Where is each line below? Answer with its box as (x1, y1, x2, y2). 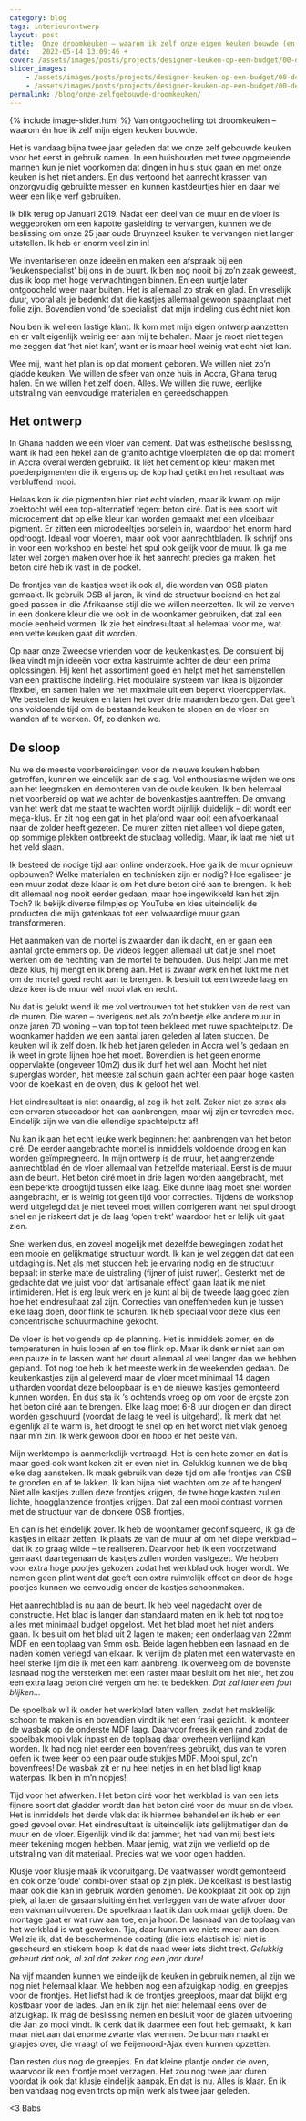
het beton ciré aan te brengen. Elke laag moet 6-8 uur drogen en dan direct (9, 1402, 291, 1412)
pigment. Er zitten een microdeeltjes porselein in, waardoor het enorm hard (9, 523, 291, 534)
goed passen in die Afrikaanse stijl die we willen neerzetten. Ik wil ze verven (9, 599, 295, 610)
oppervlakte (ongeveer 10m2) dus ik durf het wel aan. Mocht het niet (9, 1060, 267, 1071)
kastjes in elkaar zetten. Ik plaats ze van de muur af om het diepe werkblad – (9, 1534, 297, 1545)
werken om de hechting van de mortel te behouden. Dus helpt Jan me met (9, 955, 289, 966)
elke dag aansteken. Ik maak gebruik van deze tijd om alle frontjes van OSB (9, 1467, 292, 1478)
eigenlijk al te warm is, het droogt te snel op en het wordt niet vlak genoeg (9, 1421, 288, 1432)
